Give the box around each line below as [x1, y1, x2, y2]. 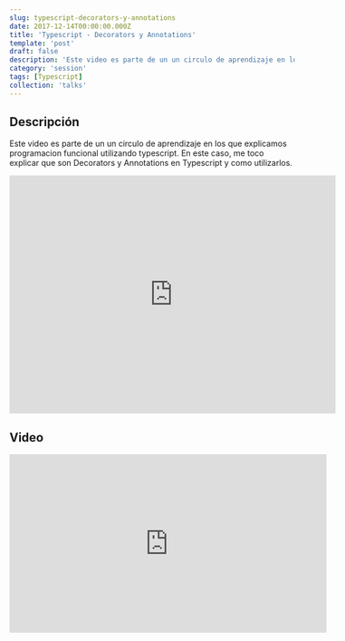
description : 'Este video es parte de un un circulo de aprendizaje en [9, 55, 285, 64]
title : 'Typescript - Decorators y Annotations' [9, 30, 196, 39]
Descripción [9, 114, 80, 130]
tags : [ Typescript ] [9, 73, 83, 82]
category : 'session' [9, 64, 88, 73]
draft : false [9, 47, 59, 56]
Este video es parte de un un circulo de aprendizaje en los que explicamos [9, 138, 287, 150]
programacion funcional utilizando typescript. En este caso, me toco [9, 148, 264, 159]
